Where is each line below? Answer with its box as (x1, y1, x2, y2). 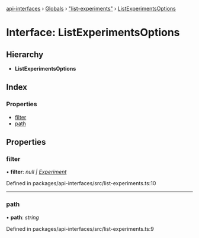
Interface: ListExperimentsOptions (6, 26, 180, 39)
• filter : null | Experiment (6, 169, 67, 176)
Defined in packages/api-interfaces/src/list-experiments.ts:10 (6, 180, 156, 187)
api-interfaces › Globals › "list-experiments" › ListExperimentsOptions (6, 5, 176, 12)
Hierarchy (6, 49, 44, 59)
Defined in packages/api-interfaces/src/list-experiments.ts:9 (6, 225, 154, 232)
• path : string (6, 214, 40, 221)
